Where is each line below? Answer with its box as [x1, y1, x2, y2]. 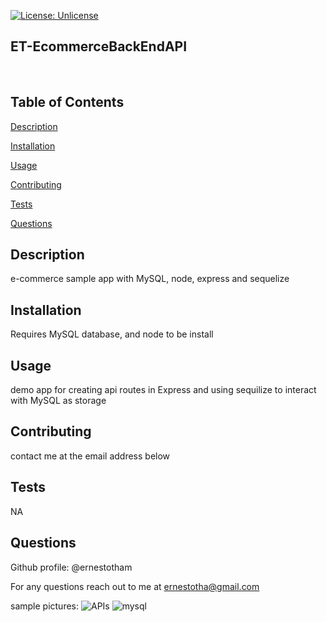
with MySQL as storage [10, 395, 107, 407]
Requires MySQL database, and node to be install [10, 328, 214, 340]
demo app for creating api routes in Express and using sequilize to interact [10, 384, 317, 396]
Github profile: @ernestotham [10, 561, 133, 573]
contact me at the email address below [10, 450, 171, 462]
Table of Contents [10, 94, 125, 111]
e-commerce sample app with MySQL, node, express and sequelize [10, 273, 290, 285]
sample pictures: [10, 600, 80, 612]
